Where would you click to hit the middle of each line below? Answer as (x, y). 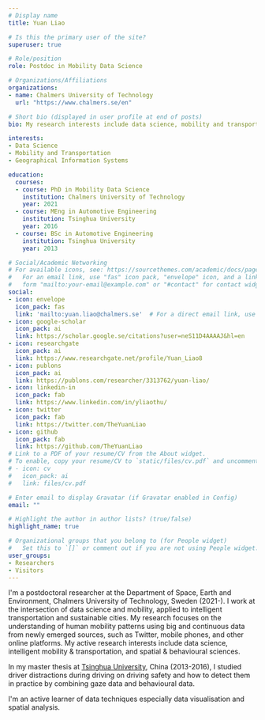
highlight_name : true (44, 527)
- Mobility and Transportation (60, 153)
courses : (30, 182)
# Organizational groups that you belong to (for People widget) (118, 541)
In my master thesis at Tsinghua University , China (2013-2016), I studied (125, 667)
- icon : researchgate (44, 344)
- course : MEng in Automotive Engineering (86, 212)
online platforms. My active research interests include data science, (118, 643)
